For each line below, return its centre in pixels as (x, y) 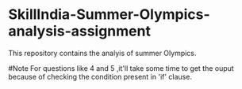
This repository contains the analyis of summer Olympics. (102, 53)
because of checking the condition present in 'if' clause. (100, 76)
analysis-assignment (79, 31)
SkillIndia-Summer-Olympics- (109, 15)
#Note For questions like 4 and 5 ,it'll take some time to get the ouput (121, 68)
